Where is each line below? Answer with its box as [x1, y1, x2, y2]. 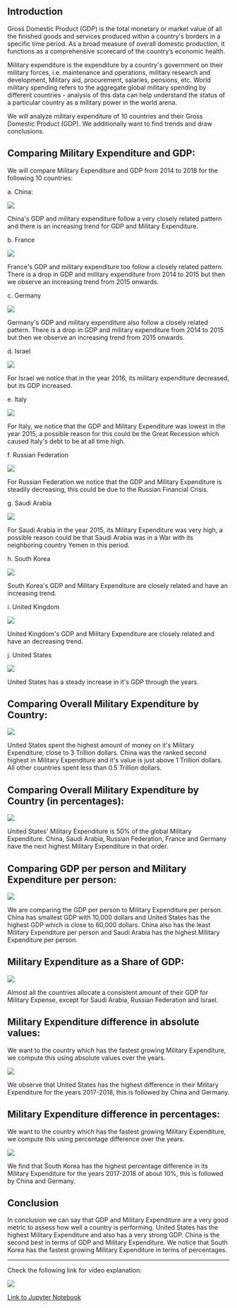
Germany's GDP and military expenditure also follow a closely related [7, 318, 208, 326]
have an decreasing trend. [7, 637, 83, 645]
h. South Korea [7, 554, 51, 562]
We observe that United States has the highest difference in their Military [7, 1080, 219, 1089]
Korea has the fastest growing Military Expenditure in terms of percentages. [7, 1246, 228, 1254]
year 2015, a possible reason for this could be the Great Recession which [7, 429, 219, 437]
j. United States [7, 650, 52, 659]
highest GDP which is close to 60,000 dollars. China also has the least [7, 921, 211, 929]
